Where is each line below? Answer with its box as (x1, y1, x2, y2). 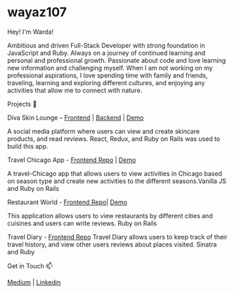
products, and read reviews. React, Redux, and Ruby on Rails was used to (7, 135, 221, 143)
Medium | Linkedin (7, 278, 61, 286)
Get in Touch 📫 (7, 261, 53, 270)
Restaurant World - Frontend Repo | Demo (7, 198, 128, 206)
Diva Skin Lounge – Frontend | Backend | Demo (7, 113, 144, 122)
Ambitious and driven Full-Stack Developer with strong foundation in (7, 41, 205, 49)
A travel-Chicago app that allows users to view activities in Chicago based (7, 169, 223, 177)
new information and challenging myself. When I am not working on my (7, 63, 213, 72)
